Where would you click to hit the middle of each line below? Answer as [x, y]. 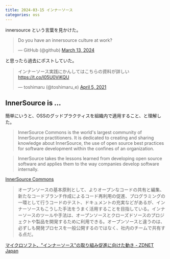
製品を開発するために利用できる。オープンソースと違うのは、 [100, 222]
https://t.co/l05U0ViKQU [44, 77]
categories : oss [22, 15]
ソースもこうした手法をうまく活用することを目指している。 [89, 209]
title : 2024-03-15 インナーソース [39, 10]
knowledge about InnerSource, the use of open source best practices [91, 143]
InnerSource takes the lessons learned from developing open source [90, 159]
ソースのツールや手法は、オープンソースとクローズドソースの [87, 215]
